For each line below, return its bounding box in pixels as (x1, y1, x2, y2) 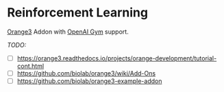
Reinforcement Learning (7, 5, 149, 21)
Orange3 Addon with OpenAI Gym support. (7, 27, 129, 36)
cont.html (16, 62, 45, 70)
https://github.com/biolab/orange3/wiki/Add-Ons (16, 69, 156, 77)
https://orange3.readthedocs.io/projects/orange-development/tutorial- (16, 54, 217, 62)
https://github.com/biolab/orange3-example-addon (16, 77, 162, 85)
